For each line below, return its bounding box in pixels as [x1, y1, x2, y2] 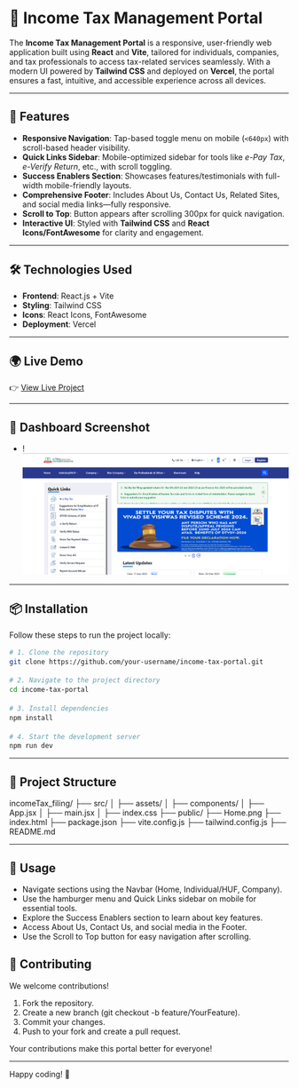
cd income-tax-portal [9, 686, 90, 695]
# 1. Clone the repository [9, 647, 109, 656]
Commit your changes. [21, 1016, 106, 1027]
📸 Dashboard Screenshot [9, 419, 151, 434]
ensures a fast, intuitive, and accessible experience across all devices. [9, 75, 267, 85]
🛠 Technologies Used [9, 262, 133, 278]
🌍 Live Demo [9, 353, 84, 369]
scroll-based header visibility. [21, 142, 130, 153]
